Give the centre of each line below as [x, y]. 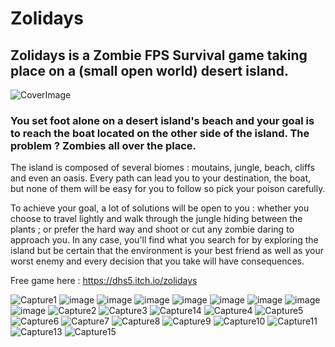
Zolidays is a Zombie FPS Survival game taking [159, 55]
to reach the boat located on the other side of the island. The [160, 133]
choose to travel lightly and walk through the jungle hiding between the [156, 219]
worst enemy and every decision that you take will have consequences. [157, 261]
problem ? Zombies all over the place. [103, 145]
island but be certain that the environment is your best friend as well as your [167, 251]
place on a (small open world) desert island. [149, 70]
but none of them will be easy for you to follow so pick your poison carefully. [168, 189]
